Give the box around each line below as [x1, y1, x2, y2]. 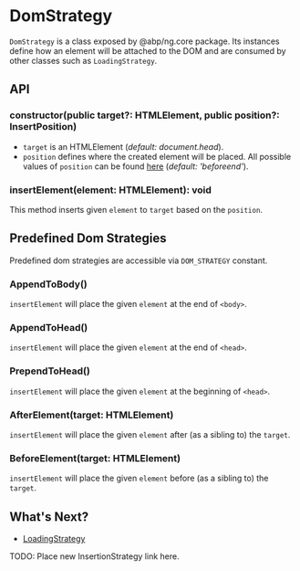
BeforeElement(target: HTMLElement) [9, 451, 181, 464]
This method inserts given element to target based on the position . [9, 204, 263, 215]
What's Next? [9, 509, 89, 524]
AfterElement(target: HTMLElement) [9, 408, 174, 421]
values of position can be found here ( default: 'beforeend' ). [22, 161, 249, 172]
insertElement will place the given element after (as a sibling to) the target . [9, 428, 291, 439]
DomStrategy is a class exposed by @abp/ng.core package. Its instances [9, 36, 280, 47]
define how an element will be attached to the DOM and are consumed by [9, 45, 286, 56]
